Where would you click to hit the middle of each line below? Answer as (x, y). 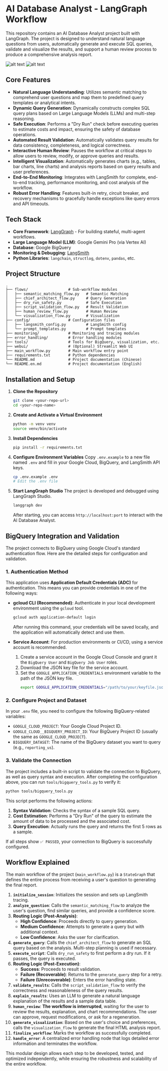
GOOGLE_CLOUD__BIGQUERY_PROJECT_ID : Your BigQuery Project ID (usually (85, 732)
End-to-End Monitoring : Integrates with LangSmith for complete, (80, 177)
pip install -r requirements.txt (48, 447)
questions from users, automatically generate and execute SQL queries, (79, 44)
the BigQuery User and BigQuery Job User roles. (69, 662)
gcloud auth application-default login (54, 618)
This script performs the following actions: (49, 801)
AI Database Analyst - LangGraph (77, 9)
